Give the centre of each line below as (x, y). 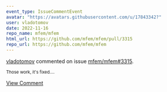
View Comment (25, 83)
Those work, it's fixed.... (30, 72)
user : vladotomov (27, 22)
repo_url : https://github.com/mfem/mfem (56, 45)
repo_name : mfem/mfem (33, 34)
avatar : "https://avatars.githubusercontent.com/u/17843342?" (84, 17)
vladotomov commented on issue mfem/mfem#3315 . (70, 61)
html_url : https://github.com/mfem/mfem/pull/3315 (69, 39)
